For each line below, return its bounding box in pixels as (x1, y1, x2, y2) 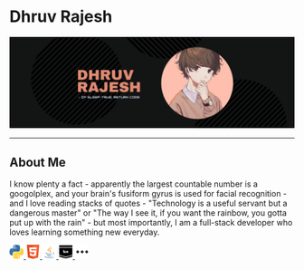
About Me (9, 154, 66, 169)
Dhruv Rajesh (9, 6, 113, 27)
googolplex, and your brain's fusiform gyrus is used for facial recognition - (9, 188, 288, 199)
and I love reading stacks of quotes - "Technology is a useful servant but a (9, 198, 288, 209)
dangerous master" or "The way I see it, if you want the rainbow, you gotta (9, 207, 288, 218)
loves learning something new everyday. (9, 227, 160, 237)
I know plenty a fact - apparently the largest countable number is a (9, 178, 258, 189)
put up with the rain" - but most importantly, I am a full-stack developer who (9, 217, 293, 228)
